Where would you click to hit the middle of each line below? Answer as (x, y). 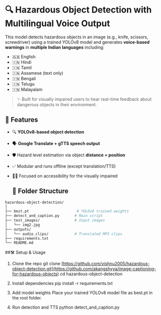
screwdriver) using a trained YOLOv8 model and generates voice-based (77, 42)
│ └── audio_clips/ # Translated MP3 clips (64, 234)
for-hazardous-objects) (35, 274)
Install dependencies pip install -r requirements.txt (62, 283)
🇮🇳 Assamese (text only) (38, 73)
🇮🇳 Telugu (23, 84)
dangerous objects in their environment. (57, 104)
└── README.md (19, 243)
